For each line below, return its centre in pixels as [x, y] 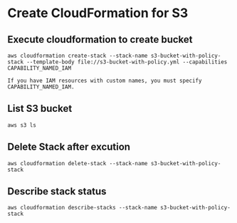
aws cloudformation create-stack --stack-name [78, 56]
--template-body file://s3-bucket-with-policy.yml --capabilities [127, 62]
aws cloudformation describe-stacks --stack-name [83, 208]
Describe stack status [57, 191]
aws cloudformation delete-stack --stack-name [78, 163]
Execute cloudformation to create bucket [100, 40]
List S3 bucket [40, 109]
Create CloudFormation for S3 [98, 13]
